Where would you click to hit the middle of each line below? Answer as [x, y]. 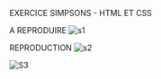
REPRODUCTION [40, 48]
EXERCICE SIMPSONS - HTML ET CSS [81, 13]
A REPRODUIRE [38, 30]
